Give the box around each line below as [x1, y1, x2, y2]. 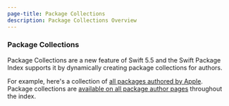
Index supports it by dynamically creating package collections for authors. [7, 63, 223, 72]
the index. [7, 92, 37, 100]
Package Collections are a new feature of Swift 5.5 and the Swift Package [7, 55, 221, 64]
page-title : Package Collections [7, 10, 106, 18]
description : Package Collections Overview [7, 17, 137, 24]
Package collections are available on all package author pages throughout [7, 84, 223, 93]
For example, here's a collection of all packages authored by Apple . [7, 77, 203, 85]
